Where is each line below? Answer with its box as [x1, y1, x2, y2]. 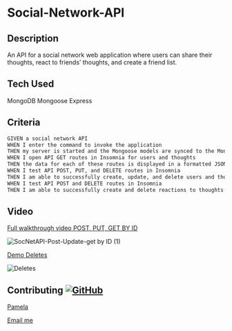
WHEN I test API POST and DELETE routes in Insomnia [7, 180, 162, 187]
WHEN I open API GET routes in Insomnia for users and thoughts [7, 154, 196, 161]
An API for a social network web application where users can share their [7, 51, 213, 59]
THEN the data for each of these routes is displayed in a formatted [7, 161, 212, 168]
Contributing [7, 284, 64, 296]
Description [7, 33, 59, 44]
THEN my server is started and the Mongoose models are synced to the [7, 147, 215, 155]
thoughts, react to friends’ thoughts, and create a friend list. [7, 58, 177, 66]
